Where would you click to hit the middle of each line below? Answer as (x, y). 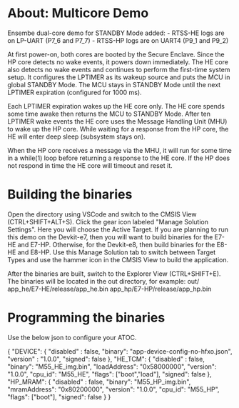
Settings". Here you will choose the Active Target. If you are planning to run (118, 229)
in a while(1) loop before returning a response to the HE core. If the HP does (119, 158)
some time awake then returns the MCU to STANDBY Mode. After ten (109, 114)
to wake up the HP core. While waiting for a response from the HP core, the (118, 129)
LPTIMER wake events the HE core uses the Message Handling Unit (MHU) (117, 121)
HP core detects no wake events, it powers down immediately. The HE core (118, 61)
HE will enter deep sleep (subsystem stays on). (77, 136)
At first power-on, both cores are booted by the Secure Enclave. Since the (116, 54)
